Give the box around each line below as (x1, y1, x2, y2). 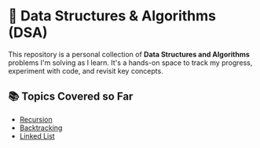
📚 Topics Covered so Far (8, 90, 134, 103)
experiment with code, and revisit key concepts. (8, 66, 163, 75)
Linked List (19, 131, 55, 140)
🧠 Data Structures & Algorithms (8, 7, 216, 25)
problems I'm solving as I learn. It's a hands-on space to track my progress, (8, 58, 253, 67)
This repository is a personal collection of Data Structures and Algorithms (8, 49, 250, 59)
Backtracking (19, 123, 63, 132)
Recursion (19, 114, 53, 124)
